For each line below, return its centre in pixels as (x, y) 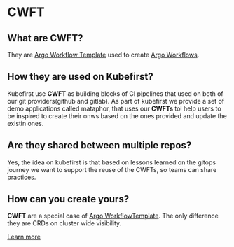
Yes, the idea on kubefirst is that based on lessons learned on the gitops (111, 162)
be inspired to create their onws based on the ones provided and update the (117, 115)
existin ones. (26, 123)
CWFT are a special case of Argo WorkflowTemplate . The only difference (113, 216)
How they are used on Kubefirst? (81, 77)
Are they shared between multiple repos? (99, 145)
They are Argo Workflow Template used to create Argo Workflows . (103, 55)
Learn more (24, 237)
